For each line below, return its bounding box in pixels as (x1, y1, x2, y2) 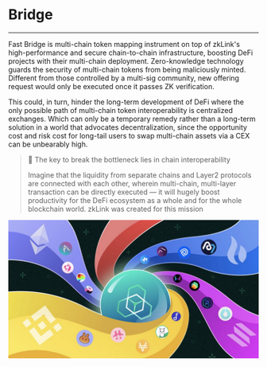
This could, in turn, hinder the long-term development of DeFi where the (8, 97, 245, 107)
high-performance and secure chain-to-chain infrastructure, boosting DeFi (8, 48, 253, 57)
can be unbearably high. (8, 139, 88, 149)
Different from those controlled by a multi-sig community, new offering (8, 73, 240, 83)
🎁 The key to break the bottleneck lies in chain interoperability (27, 154, 230, 164)
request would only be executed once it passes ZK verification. (8, 81, 215, 91)
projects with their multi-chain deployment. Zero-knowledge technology (8, 56, 244, 65)
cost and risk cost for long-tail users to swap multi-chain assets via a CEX (8, 131, 250, 140)
